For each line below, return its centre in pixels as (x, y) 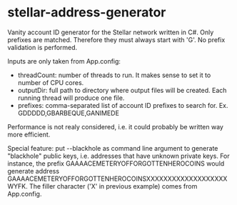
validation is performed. (42, 47)
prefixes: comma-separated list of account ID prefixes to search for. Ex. (123, 105)
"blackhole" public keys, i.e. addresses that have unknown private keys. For (118, 156)
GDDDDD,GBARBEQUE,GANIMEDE (69, 113)
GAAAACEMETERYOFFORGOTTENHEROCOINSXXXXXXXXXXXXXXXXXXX (117, 179)
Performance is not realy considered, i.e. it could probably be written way (115, 126)
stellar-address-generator (87, 12)
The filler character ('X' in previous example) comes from (113, 186)
